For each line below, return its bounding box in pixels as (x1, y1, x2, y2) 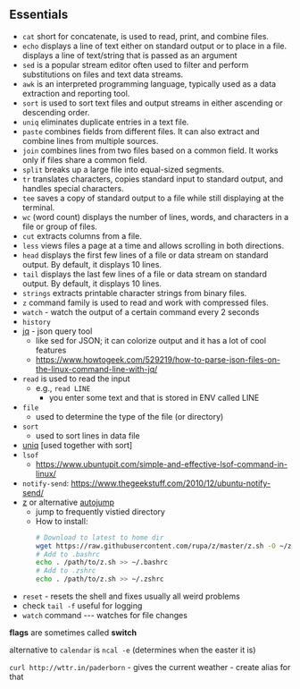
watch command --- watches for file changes (21, 610, 187, 621)
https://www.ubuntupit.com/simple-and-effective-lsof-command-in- (35, 458, 288, 469)
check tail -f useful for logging (21, 600, 143, 611)
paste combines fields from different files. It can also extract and (21, 125, 261, 137)
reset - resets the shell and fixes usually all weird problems (21, 591, 241, 602)
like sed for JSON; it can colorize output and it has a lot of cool (35, 335, 266, 345)
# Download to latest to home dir (35, 532, 164, 542)
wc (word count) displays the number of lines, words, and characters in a (21, 211, 288, 222)
